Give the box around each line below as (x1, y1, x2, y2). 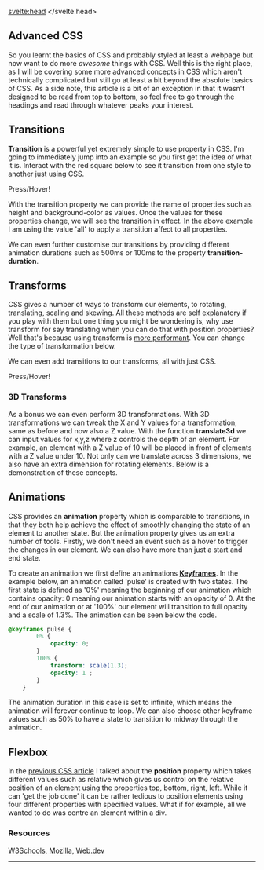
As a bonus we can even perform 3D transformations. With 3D (8, 409, 210, 419)
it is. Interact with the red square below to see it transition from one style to (8, 160, 251, 170)
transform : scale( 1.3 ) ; (49, 661, 128, 670)
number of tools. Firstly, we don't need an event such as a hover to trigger (8, 536, 248, 546)
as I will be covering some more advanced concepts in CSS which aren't (8, 67, 242, 76)
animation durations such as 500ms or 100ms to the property (8, 247, 207, 258)
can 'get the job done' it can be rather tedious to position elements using (8, 791, 244, 801)
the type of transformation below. (8, 342, 116, 351)
